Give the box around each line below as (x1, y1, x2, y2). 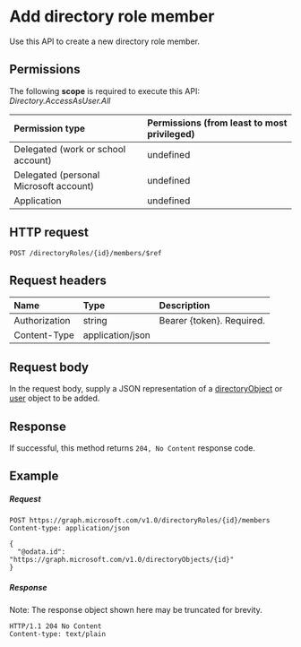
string (82, 315, 107, 327)
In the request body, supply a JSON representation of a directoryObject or (9, 384, 283, 394)
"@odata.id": (17, 548, 66, 556)
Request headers (9, 272, 107, 288)
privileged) (147, 127, 195, 140)
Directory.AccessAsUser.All (9, 95, 111, 106)
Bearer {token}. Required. (159, 315, 266, 327)
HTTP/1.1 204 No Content (9, 622, 102, 631)
